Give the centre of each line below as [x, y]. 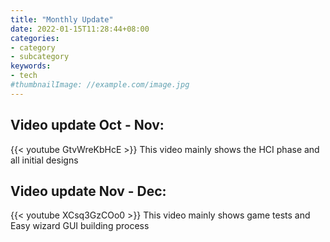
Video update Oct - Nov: [87, 125]
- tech [24, 76]
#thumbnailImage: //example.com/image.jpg [100, 85]
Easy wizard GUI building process [80, 226]
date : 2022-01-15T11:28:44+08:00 [80, 29]
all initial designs [44, 160]
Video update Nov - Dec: [88, 191]
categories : [35, 38]
